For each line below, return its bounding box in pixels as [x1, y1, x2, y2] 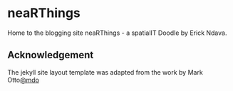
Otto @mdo [7, 75, 39, 84]
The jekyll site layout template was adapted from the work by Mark [7, 68, 203, 76]
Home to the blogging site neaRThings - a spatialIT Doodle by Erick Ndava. [7, 28, 227, 37]
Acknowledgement [7, 49, 94, 61]
